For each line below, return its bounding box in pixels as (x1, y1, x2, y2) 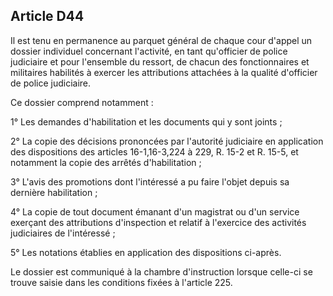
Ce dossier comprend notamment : (10, 96, 154, 108)
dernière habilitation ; (10, 186, 98, 198)
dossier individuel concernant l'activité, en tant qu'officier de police (10, 45, 288, 57)
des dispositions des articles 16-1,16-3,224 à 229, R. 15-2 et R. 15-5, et (10, 145, 299, 158)
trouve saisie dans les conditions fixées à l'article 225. (10, 276, 233, 288)
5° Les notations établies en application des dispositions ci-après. (10, 246, 282, 258)
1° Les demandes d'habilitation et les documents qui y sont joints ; (10, 115, 283, 128)
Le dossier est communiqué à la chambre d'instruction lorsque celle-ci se (10, 265, 313, 278)
